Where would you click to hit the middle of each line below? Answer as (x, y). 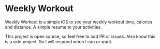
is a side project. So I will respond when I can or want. (59, 41)
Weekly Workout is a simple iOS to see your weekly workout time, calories (79, 22)
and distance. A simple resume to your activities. (53, 27)
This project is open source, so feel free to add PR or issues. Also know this (80, 36)
